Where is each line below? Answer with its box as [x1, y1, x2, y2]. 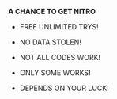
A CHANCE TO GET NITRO [8, 7, 96, 16]
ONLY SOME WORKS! [19, 68, 91, 78]
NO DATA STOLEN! [19, 37, 81, 47]
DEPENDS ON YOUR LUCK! [19, 83, 109, 93]
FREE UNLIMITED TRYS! [19, 22, 99, 31]
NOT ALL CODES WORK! [19, 53, 101, 62]
